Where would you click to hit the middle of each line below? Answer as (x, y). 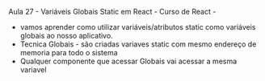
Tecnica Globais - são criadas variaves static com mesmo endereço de (138, 44)
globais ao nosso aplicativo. (66, 36)
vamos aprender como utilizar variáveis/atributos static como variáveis (138, 27)
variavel (33, 70)
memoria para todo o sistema (69, 53)
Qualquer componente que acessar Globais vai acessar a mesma (128, 61)
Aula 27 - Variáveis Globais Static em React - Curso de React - (112, 12)
